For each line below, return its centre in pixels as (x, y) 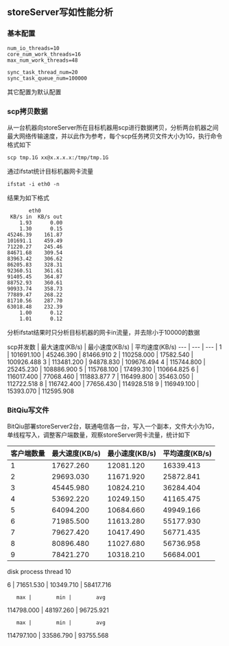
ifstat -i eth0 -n (33, 184)
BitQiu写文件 (28, 410)
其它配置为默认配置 (34, 92)
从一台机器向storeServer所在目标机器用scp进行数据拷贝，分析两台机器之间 (113, 127)
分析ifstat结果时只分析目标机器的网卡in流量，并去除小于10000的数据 (104, 332)
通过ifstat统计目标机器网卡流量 (50, 171)
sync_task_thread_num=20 (43, 72)
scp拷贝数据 (27, 111)
